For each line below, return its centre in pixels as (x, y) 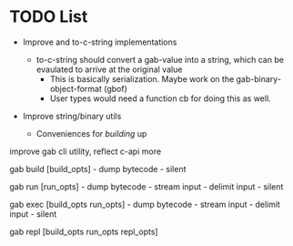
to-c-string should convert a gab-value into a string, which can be (160, 59)
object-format (76, 88)
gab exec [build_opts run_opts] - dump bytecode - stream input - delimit (145, 204)
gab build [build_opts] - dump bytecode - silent (98, 169)
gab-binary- (259, 78)
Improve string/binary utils (72, 116)
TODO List (49, 17)
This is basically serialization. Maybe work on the (142, 78)
